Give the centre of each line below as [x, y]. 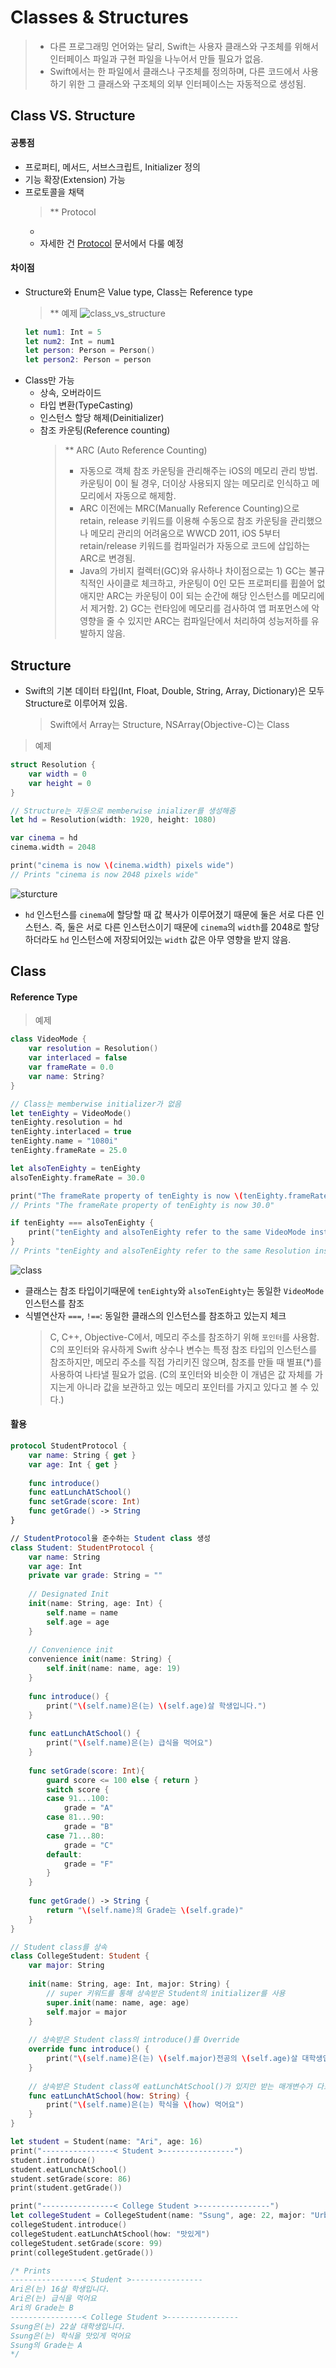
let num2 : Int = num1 [70, 341]
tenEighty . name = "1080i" [64, 1141]
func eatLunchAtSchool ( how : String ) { [109, 2096]
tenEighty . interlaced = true [71, 1132]
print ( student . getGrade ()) [66, 2188]
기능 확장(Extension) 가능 [75, 179]
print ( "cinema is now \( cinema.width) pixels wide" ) [122, 866]
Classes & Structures [100, 17]
